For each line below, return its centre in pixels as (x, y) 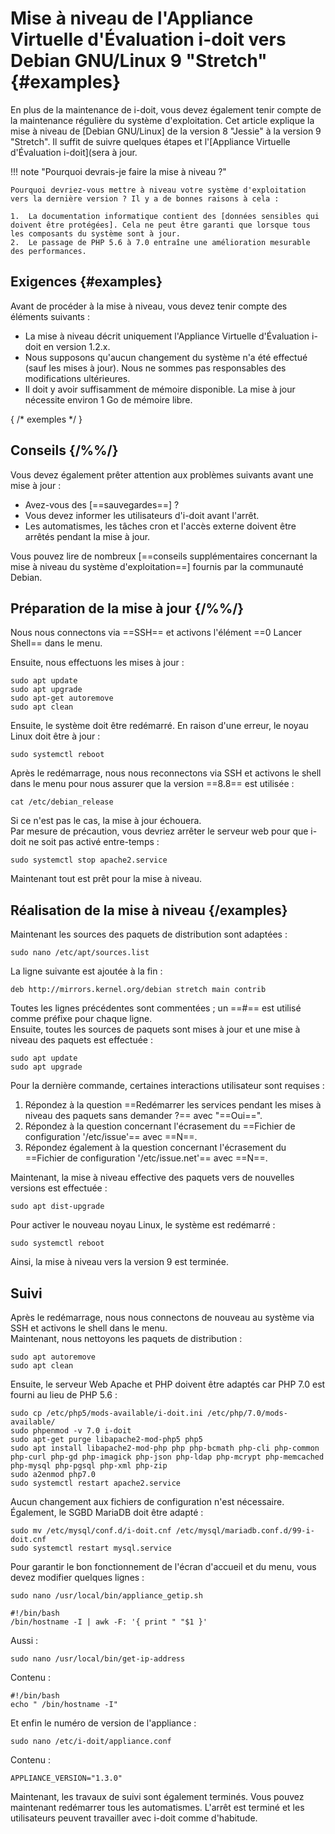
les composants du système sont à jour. (96, 233)
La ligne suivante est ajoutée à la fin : (86, 971)
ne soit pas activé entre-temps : (94, 842)
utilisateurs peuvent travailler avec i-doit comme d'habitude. (134, 1818)
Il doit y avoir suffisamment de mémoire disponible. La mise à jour (160, 389)
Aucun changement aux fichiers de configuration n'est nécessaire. (147, 1501)
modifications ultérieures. (77, 378)
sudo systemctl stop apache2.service (89, 860)
